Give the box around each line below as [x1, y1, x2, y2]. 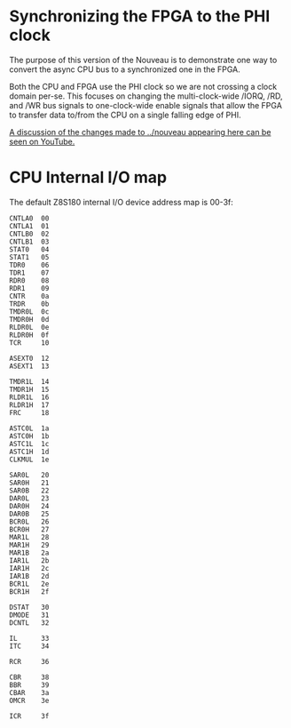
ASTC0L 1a [9, 424, 50, 433]
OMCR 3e [9, 696, 50, 705]
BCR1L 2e [9, 580, 50, 588]
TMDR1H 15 [9, 385, 50, 394]
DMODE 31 [9, 611, 50, 620]
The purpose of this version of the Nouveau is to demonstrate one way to [9, 54, 278, 65]
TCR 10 [9, 338, 50, 348]
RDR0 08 [9, 276, 50, 285]
